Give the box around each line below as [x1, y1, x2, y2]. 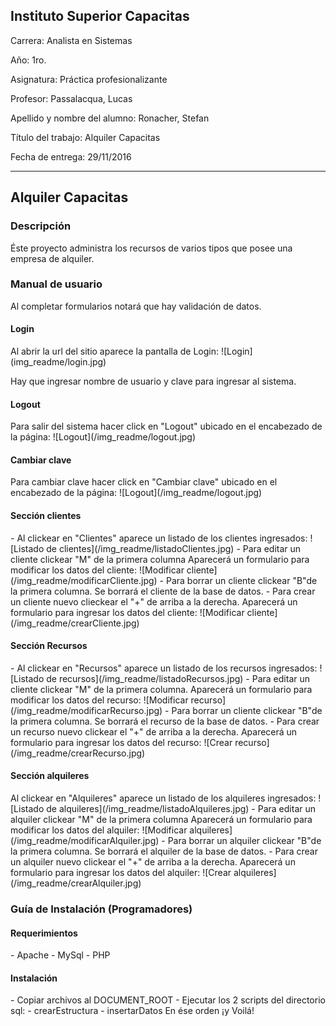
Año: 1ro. [10, 54, 47, 66]
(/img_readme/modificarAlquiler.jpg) [10, 835, 160, 847]
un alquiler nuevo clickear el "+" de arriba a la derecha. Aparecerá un [10, 856, 296, 868]
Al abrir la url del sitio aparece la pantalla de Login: [10, 345, 219, 357]
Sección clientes [10, 510, 82, 521]
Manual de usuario [10, 277, 103, 291]
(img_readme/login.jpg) [10, 356, 107, 368]
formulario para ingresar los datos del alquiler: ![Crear [10, 867, 232, 879]
